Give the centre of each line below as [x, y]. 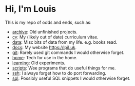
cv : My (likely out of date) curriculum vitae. [55, 37]
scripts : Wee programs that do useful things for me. [64, 68]
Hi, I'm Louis [30, 9]
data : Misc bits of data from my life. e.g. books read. [65, 42]
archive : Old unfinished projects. [45, 32]
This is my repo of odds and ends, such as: [48, 22]
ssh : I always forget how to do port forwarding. [59, 73]
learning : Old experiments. [39, 63]
